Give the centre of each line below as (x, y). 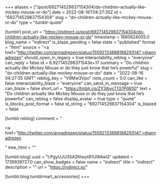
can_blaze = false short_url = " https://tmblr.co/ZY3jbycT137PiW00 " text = (78, 88)
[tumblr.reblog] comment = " (33, 118)
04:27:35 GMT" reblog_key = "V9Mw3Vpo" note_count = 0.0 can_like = (76, 78)
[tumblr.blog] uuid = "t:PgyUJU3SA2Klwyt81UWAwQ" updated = (69, 157)
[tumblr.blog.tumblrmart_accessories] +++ (47, 176)
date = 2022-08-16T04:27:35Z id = (87, 12)
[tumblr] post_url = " (25, 32)
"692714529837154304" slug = (36, 17)
